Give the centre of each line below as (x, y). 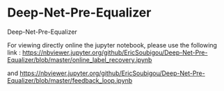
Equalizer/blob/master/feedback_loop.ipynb (70, 80)
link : (14, 52)
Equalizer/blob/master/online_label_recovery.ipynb (80, 59)
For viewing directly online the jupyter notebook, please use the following (112, 45)
